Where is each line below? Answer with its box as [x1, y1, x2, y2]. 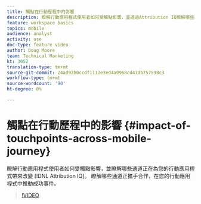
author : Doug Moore [7, 48, 55, 54]
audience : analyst [7, 31, 52, 37]
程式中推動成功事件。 [7, 180, 59, 187]
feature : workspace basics [7, 20, 74, 26]
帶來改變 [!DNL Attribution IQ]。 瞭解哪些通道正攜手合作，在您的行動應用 [11, 172, 190, 179]
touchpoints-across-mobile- [7, 132, 151, 146]
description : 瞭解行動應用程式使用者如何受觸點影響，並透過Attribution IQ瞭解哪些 [7, 14, 194, 20]
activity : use [7, 36, 42, 42]
